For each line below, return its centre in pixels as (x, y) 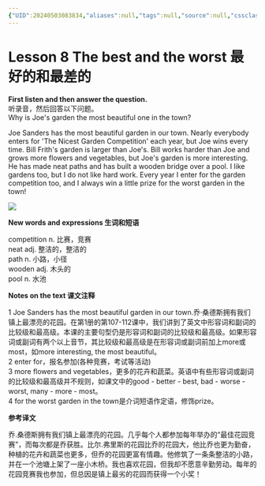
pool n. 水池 (27, 279)
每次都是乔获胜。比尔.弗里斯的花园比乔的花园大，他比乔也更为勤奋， (144, 444)
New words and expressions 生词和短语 (74, 222)
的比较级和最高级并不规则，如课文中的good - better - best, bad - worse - (127, 381)
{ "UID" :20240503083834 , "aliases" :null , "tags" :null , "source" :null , (119, 15)
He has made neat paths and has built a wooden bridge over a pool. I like (127, 166)
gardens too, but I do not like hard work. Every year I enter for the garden (127, 174)
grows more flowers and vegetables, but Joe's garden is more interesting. (128, 158)
